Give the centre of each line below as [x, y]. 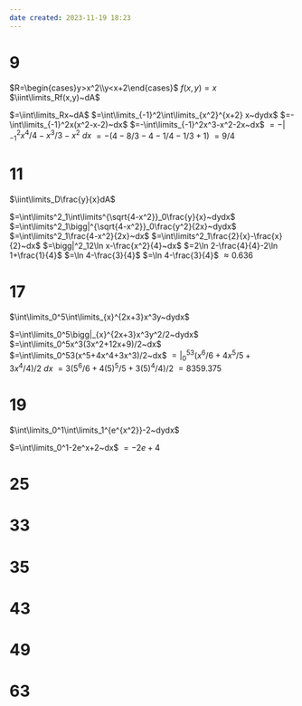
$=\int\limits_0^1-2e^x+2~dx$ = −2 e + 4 [85, 447]
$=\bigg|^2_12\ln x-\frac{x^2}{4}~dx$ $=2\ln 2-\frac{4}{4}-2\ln [160, 245]
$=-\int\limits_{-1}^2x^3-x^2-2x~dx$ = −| [208, 124]
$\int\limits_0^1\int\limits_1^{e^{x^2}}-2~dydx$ [94, 430]
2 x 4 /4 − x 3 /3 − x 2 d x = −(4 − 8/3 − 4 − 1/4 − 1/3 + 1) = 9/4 [126, 135]
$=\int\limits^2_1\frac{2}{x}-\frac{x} [217, 235]
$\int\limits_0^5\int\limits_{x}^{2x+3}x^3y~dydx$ [99, 317]
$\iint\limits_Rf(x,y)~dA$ [55, 97]
